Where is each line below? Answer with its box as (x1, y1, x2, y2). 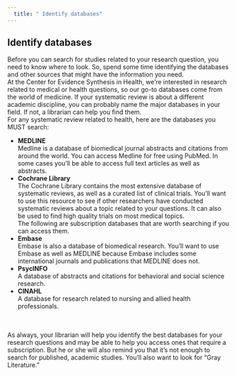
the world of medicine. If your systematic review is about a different (7, 93, 204, 101)
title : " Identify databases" (13, 10, 102, 18)
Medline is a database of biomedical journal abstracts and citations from (17, 144, 228, 153)
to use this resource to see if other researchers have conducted (17, 197, 203, 205)
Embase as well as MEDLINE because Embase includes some (17, 249, 196, 258)
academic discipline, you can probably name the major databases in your (7, 100, 220, 109)
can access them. (17, 227, 70, 236)
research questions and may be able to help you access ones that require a (7, 338, 227, 347)
